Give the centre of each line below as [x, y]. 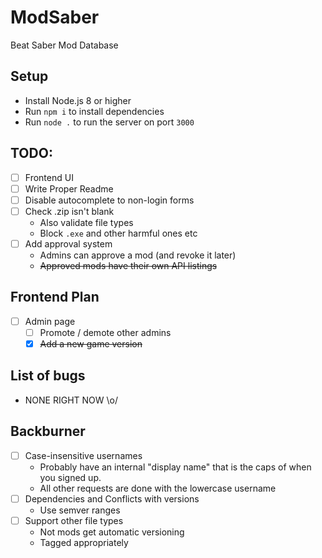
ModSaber [55, 17]
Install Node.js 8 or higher [78, 100]
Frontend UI [49, 177]
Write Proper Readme [69, 188]
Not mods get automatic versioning [112, 532]
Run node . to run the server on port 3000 [109, 122]
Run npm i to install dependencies [94, 111]
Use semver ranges [80, 510]
